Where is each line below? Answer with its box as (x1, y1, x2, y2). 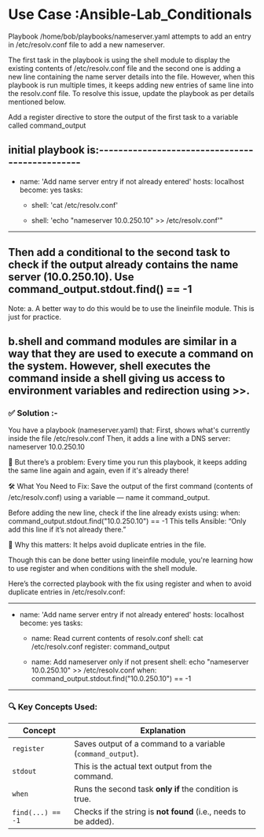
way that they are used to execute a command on (8, 346, 254, 360)
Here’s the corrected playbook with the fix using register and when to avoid (8, 579, 252, 588)
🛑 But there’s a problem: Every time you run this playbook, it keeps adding (8, 457, 247, 467)
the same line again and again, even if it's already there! (8, 466, 189, 476)
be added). (73, 816, 115, 827)
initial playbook (8, 143, 85, 157)
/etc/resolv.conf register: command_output (31, 642, 170, 651)
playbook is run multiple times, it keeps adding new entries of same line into (8, 80, 254, 90)
